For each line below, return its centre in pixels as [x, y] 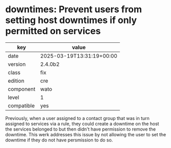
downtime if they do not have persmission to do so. [59, 140]
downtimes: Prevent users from [74, 9]
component [22, 89]
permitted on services [53, 31]
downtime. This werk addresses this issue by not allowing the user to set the [86, 134]
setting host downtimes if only [71, 20]
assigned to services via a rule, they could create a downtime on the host [82, 124]
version [17, 64]
